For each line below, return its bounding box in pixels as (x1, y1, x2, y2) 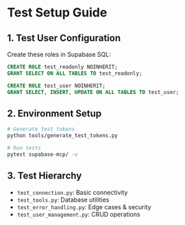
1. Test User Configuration (7, 32, 121, 44)
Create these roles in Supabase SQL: (7, 50, 111, 58)
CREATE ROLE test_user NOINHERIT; (7, 82, 106, 89)
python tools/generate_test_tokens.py (7, 132, 118, 139)
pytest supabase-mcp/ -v (7, 151, 78, 158)
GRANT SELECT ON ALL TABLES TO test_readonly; (7, 70, 143, 77)
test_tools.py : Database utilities (16, 196, 110, 204)
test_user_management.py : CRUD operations (16, 210, 140, 218)
